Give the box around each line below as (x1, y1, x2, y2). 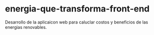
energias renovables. (5, 24, 47, 30)
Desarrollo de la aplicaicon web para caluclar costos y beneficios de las (5, 19, 149, 25)
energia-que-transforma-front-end (5, 3, 150, 14)
